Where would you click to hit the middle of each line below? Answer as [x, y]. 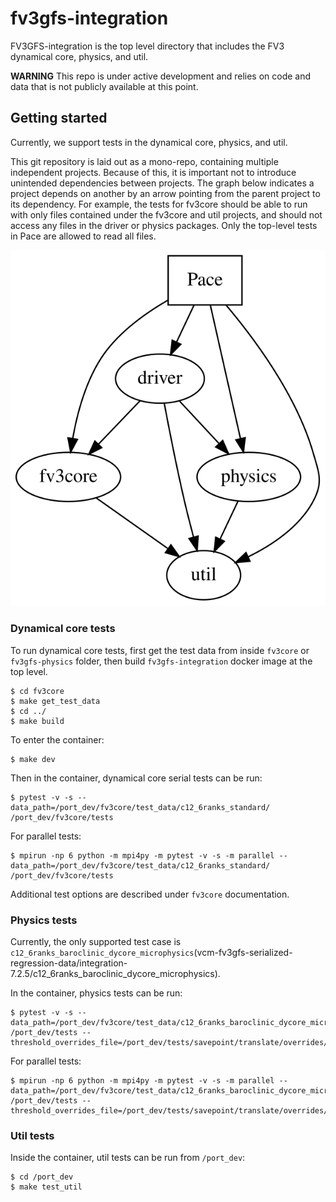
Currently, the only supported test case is [96, 941]
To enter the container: [57, 739]
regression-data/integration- [69, 963]
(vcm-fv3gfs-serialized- [243, 952]
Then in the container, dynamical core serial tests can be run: [136, 778]
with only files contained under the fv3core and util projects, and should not [166, 214]
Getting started [59, 118]
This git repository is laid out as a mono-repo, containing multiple [144, 161]
